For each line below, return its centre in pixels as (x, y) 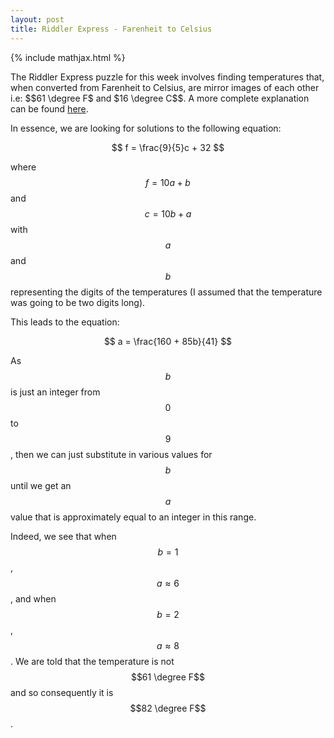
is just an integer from (55, 392)
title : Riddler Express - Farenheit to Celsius (111, 29)
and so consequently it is (62, 692)
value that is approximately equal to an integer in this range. (133, 517)
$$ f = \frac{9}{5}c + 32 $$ (168, 147)
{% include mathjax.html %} (68, 57)
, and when (33, 598)
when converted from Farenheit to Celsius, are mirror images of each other (165, 87)
